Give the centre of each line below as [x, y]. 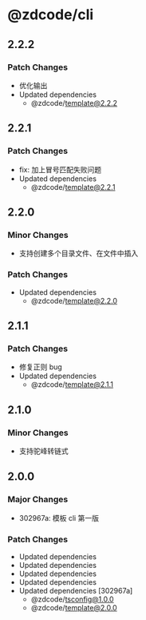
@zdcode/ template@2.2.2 [74, 103]
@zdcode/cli [51, 15]
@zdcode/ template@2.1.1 [72, 384]
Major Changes [38, 500]
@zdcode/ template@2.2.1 [73, 187]
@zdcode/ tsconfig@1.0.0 [72, 599]
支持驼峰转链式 [43, 451]
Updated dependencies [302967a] [76, 590]
